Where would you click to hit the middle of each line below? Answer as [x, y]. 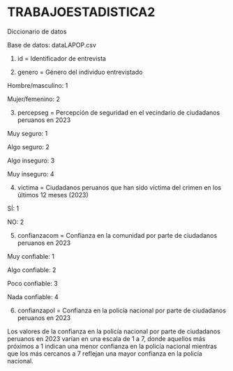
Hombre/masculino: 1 [38, 85]
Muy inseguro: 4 [31, 174]
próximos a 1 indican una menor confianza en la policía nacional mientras [112, 346]
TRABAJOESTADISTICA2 [81, 12]
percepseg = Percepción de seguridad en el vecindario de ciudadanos [119, 112]
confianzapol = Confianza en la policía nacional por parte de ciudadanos [122, 310]
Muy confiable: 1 [31, 256]
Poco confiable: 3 [32, 283]
